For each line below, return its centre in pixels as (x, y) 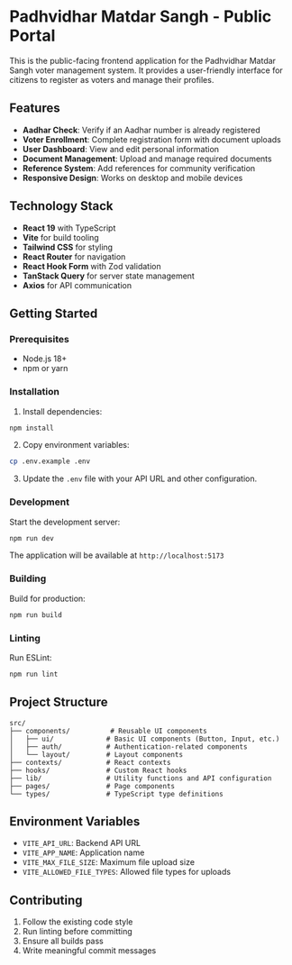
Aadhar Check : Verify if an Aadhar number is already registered (141, 130)
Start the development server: (65, 522)
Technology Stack (61, 206)
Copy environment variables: (76, 445)
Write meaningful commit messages (89, 951)
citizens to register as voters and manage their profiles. (112, 79)
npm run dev (32, 538)
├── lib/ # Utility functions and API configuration (141, 778)
